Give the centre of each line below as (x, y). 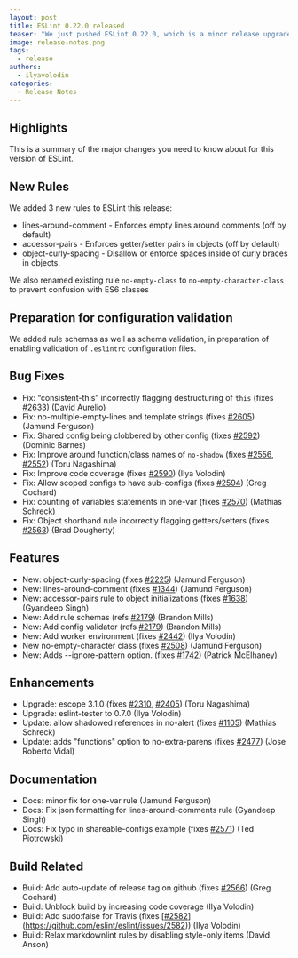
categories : (31, 84)
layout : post (33, 17)
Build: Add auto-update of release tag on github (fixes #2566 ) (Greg (146, 888)
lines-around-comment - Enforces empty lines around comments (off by (154, 225)
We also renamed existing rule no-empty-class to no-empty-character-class (147, 280)
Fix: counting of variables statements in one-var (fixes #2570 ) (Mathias (152, 501)
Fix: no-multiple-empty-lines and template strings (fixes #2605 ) (138, 416)
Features (34, 558)
